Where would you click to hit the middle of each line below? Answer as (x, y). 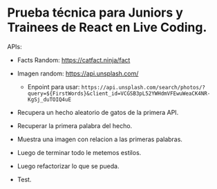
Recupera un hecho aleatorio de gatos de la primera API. (98, 112)
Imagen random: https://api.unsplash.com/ (78, 73)
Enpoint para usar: (54, 87)
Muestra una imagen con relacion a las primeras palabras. (100, 139)
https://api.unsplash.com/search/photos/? (143, 87)
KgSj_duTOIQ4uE (49, 99)
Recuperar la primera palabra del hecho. (75, 125)
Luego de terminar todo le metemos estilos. (79, 152)
